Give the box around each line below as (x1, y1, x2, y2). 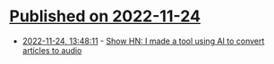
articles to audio (21, 44, 82, 55)
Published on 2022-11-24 (9, 6, 201, 27)
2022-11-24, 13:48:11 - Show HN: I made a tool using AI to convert (21, 36, 265, 46)
